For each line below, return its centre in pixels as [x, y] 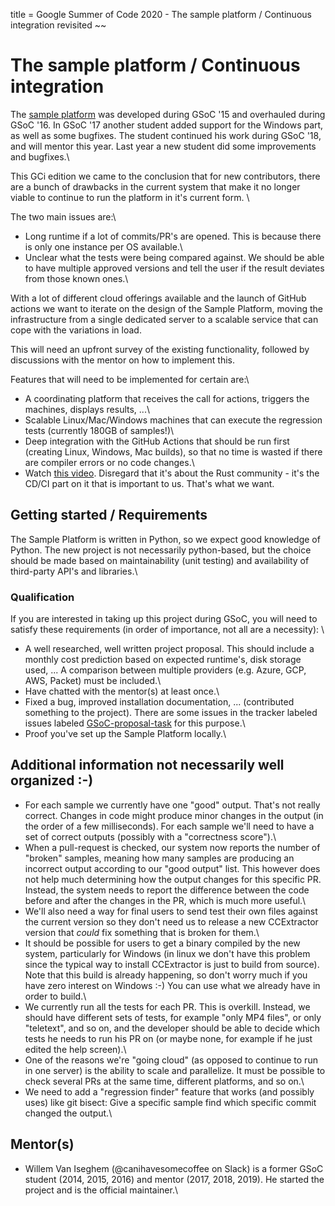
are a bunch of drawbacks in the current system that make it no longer [155, 186]
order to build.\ [55, 996]
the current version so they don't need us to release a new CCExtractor [171, 921]
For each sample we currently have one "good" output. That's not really [172, 805]
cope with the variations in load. [76, 330]
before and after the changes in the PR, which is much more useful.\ [165, 900]
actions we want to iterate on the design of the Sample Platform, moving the [166, 308]
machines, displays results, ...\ [87, 409]
